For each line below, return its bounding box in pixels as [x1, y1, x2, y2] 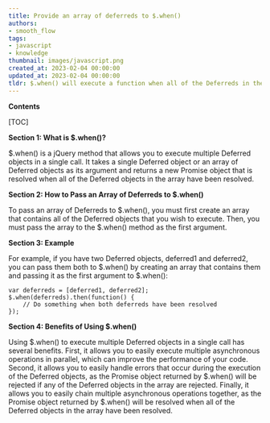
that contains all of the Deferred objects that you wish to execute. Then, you [8, 214, 260, 223]
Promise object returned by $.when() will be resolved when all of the [8, 396, 235, 407]
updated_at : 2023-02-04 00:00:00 [8, 72, 121, 80]
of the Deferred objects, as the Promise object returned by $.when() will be [8, 371, 257, 381]
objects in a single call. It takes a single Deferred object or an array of [8, 156, 239, 166]
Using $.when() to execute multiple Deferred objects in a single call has [8, 337, 245, 346]
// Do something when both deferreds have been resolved [22, 300, 218, 309]
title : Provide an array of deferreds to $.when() [8, 11, 182, 20]
